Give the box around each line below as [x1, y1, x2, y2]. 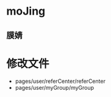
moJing [6, 4, 46, 18]
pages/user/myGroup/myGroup [15, 84, 95, 91]
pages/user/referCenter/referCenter [15, 77, 106, 85]
